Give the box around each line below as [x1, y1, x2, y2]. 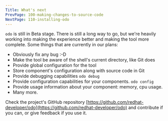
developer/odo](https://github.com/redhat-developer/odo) [5, 105, 127, 111]
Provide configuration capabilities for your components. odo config [12, 78, 154, 84]
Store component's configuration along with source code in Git [12, 68, 145, 74]
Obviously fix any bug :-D [12, 51, 67, 57]
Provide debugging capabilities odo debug [12, 73, 100, 79]
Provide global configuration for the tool [12, 62, 97, 69]
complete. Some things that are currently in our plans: [5, 42, 118, 48]
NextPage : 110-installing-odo [5, 17, 70, 22]
